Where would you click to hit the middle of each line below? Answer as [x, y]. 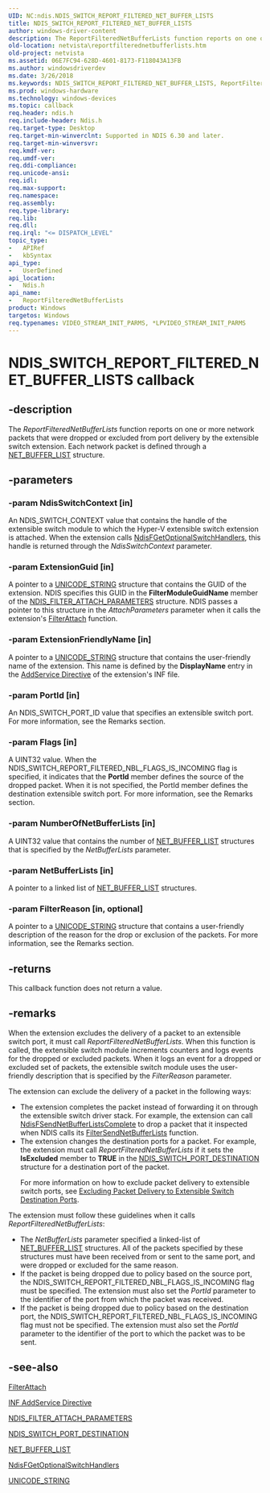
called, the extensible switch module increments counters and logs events [131, 1050]
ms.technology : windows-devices [62, 98]
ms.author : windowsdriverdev [57, 68]
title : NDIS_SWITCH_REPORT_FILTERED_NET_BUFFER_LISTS [100, 23]
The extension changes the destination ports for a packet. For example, [138, 1141]
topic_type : [28, 241]
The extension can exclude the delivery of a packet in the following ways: [130, 1091]
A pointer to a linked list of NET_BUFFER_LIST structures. [102, 888]
